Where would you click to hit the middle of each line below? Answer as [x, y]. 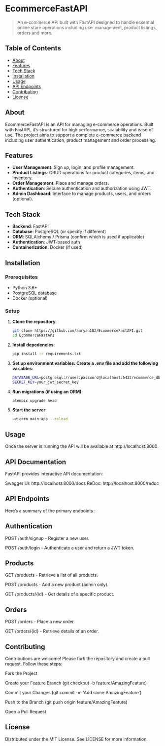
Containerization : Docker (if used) [47, 247]
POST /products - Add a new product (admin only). [57, 585]
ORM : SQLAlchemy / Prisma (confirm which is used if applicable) [78, 237]
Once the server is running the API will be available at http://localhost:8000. [82, 446]
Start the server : [29, 410]
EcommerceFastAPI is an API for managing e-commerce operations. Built [79, 124]
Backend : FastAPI [31, 226]
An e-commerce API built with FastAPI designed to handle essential [85, 22]
